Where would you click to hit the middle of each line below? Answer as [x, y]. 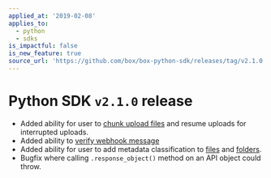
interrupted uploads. [54, 132]
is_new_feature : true [45, 53]
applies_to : [28, 23]
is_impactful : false [43, 46]
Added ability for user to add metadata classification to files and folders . [141, 149]
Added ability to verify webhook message [90, 140]
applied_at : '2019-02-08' [52, 16]
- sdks [27, 38]
